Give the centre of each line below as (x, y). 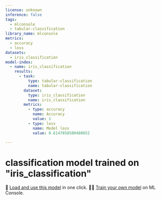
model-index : (19, 62)
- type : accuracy (46, 109)
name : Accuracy (49, 114)
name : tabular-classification (60, 85)
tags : (11, 19)
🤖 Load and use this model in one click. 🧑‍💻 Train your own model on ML (81, 188)
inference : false (24, 15)
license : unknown (24, 10)
